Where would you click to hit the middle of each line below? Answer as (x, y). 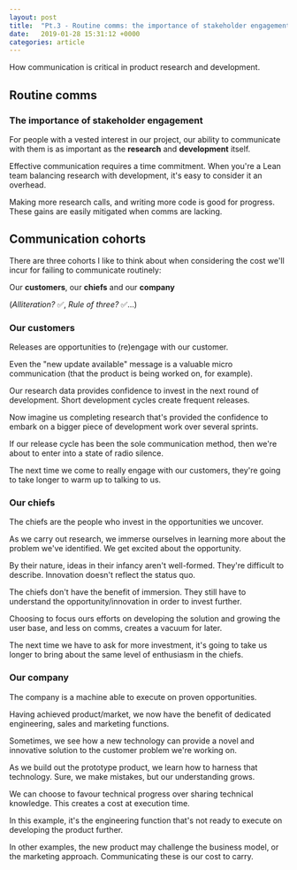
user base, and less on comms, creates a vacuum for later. (116, 628)
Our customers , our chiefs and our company (92, 287)
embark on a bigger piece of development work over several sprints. (134, 427)
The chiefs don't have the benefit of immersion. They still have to (128, 592)
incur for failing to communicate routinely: (85, 270)
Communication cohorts (78, 239)
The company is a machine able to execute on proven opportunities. (133, 697)
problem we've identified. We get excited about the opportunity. (125, 549)
